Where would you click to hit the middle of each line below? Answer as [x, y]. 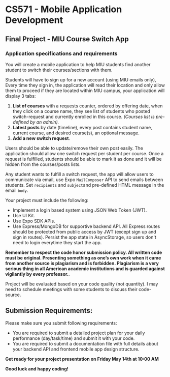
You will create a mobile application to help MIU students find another [78, 64]
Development [34, 20]
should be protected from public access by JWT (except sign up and [84, 231]
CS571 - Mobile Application [64, 9]
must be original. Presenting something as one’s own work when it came [83, 257]
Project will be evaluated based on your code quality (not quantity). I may [82, 284]
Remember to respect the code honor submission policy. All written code [84, 252]
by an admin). [44, 122]
